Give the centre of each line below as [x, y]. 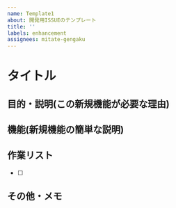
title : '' [22, 26]
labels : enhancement [37, 33]
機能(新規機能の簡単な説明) [65, 130]
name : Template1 [31, 14]
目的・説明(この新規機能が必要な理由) [88, 104]
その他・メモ [35, 197]
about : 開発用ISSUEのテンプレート [52, 20]
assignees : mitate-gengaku [46, 40]
